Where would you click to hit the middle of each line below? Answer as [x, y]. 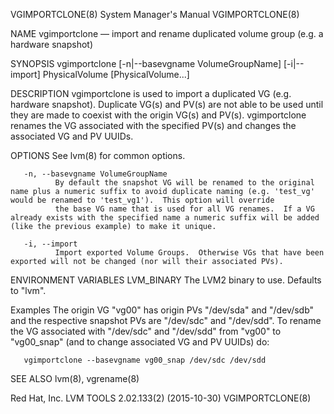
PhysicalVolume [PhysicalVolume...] [116, 74]
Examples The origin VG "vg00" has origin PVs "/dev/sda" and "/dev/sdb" [162, 310]
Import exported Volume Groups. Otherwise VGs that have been [189, 253]
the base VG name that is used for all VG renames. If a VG [184, 209]
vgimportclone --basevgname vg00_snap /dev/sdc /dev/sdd [145, 360]
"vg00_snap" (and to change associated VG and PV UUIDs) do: [140, 342]
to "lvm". [28, 290]
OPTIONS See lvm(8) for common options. [98, 155]
